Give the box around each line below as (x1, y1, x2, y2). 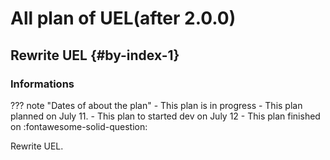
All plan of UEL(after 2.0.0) (10, 7, 237, 30)
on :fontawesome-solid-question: (10, 120, 148, 132)
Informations (10, 77, 75, 91)
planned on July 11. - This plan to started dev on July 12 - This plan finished (10, 110, 321, 122)
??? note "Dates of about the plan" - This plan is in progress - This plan (10, 99, 303, 111)
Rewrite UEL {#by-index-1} (10, 47, 180, 64)
